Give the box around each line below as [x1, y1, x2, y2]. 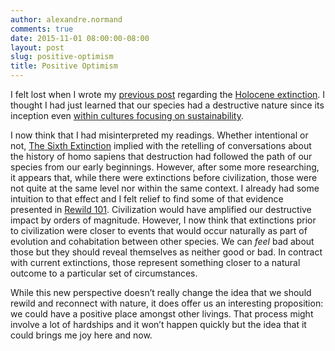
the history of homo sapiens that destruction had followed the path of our [10, 151, 313, 162]
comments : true [10, 24, 74, 34]
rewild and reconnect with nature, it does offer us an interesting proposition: [10, 297, 324, 309]
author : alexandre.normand [10, 14, 123, 25]
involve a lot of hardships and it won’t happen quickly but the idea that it [10, 319, 307, 330]
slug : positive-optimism [10, 52, 114, 62]
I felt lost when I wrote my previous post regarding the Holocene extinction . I [10, 89, 326, 100]
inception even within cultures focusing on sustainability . [10, 110, 245, 121]
